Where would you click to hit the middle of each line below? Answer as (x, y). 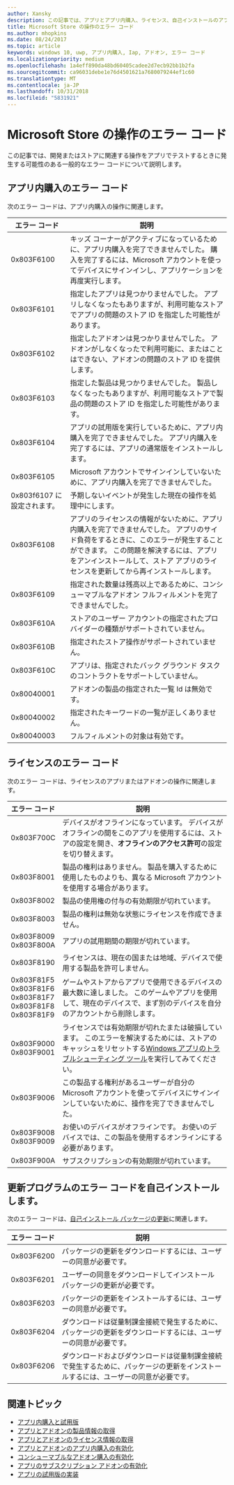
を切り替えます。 (90, 853)
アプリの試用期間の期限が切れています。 (128, 941)
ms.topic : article (34, 46)
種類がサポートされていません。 (156, 629)
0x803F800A (33, 945)
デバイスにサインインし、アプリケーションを (150, 270)
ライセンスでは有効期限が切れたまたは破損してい (142, 1027)
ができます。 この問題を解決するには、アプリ (144, 550)
